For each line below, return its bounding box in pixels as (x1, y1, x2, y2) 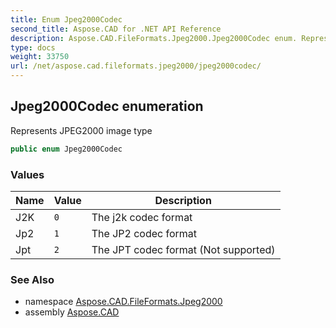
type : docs (10, 42, 56, 53)
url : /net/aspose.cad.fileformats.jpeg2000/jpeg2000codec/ (10, 61, 262, 71)
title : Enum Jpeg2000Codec (10, 14, 123, 25)
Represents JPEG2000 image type (10, 124, 153, 136)
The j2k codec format (91, 210, 193, 224)
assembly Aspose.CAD (24, 306, 120, 318)
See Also (10, 272, 55, 286)
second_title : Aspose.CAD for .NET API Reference (10, 24, 222, 34)
